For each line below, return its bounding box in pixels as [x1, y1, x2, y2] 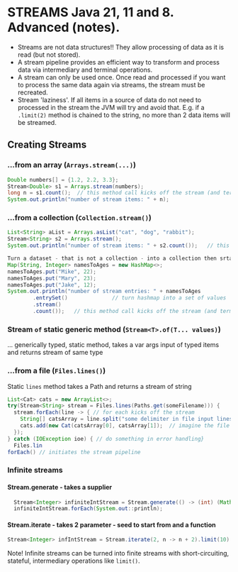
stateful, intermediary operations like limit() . [7, 556, 140, 565]
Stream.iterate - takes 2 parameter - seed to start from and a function [7, 520, 216, 529]
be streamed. [17, 118, 57, 126]
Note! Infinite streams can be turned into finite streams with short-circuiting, [7, 549, 229, 558]
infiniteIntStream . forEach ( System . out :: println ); [13, 505, 163, 512]
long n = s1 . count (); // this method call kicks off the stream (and [7, 189, 220, 197]
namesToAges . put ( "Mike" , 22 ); [7, 268, 97, 275]
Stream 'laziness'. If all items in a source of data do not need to [17, 95, 202, 104]
